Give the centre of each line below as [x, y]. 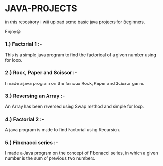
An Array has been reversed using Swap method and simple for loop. [75, 106]
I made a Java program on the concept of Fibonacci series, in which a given [81, 153]
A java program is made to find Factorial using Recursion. [63, 130]
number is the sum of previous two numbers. [50, 158]
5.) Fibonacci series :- [32, 143]
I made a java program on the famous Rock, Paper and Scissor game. [75, 83]
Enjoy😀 [13, 31]
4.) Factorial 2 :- [24, 119]
